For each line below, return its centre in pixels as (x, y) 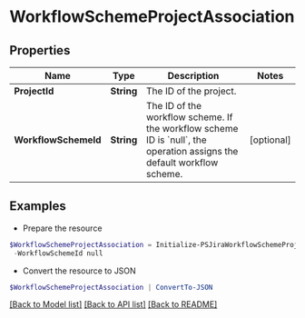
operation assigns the (192, 151)
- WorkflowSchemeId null (58, 253)
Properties (40, 50)
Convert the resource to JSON (79, 271)
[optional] (270, 140)
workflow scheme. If (189, 117)
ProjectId (34, 91)
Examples (38, 206)
